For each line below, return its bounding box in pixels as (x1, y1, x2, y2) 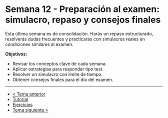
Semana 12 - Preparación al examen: (5, 3, 160, 15)
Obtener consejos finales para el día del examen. (12, 76, 113, 82)
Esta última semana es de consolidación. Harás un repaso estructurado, (5, 30, 153, 36)
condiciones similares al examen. (5, 41, 73, 47)
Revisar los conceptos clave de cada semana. (12, 60, 107, 66)
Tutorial (12, 96, 28, 102)
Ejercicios (12, 101, 33, 107)
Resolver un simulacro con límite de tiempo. (12, 71, 103, 77)
